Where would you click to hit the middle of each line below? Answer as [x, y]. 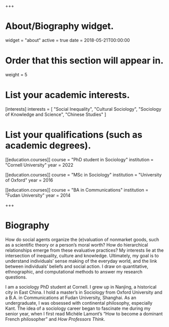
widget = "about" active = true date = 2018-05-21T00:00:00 [68, 40]
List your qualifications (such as [74, 135]
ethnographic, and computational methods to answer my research [74, 271]
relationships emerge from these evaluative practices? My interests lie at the [84, 250]
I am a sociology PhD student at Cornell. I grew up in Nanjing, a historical [81, 287]
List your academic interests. [68, 95]
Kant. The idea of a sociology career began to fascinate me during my [78, 308]
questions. [16, 277]
